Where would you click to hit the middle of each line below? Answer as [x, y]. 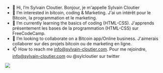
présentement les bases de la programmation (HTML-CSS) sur [75, 28]
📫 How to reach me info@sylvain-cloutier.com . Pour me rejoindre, [80, 49]
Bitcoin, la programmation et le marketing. [54, 18]
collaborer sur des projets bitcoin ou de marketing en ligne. [72, 44]
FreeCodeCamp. [29, 33]
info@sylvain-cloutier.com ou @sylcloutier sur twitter [66, 56]
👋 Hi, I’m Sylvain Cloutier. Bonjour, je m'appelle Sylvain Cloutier [76, 8]
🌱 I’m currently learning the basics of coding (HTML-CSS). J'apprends [83, 23]
